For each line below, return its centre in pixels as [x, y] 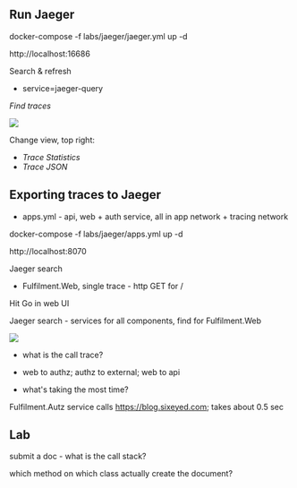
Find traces [30, 106]
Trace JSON [45, 167]
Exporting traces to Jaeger [85, 195]
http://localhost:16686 [50, 54]
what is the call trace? [63, 355]
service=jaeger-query [63, 88]
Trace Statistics [51, 157]
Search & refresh [40, 71]
